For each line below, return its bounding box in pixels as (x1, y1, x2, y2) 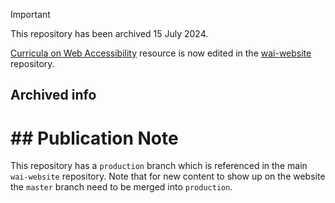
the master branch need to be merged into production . (10, 181, 233, 193)
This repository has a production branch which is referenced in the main (10, 160, 308, 172)
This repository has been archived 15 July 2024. (10, 28, 209, 39)
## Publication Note (10, 127, 179, 149)
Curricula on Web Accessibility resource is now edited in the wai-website (10, 47, 312, 59)
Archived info (10, 87, 97, 104)
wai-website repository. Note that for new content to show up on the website (10, 170, 326, 183)
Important (10, 9, 51, 20)
